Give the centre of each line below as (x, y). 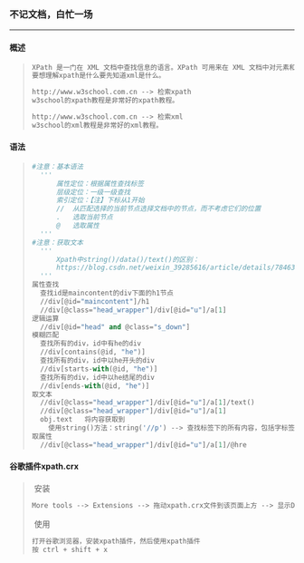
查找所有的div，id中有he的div (91, 344)
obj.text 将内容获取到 (83, 420)
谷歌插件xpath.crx (44, 466)
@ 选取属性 (77, 226)
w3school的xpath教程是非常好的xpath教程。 (105, 101)
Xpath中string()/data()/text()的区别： (128, 259)
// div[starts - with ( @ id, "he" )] (99, 369)
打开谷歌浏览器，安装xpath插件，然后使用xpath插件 (116, 541)
